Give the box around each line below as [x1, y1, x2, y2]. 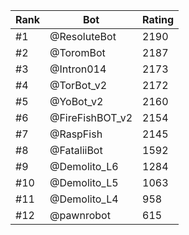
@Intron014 [49, 62, 107, 76]
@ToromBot [49, 46, 106, 59]
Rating [142, 13, 175, 26]
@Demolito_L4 [49, 192, 119, 206]
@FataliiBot [49, 144, 103, 157]
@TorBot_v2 [49, 79, 108, 92]
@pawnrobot [49, 209, 111, 222]
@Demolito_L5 [49, 176, 119, 189]
